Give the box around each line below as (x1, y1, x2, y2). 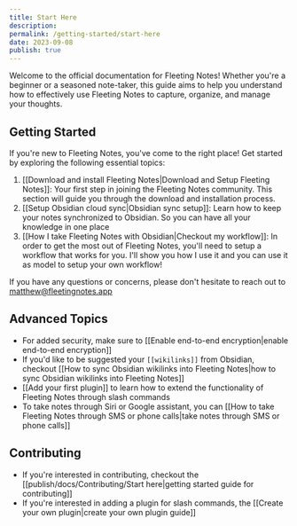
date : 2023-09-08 (9, 37, 74, 47)
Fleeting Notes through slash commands (21, 391, 171, 402)
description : (9, 21, 58, 30)
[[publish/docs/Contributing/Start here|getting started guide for (21, 478, 254, 489)
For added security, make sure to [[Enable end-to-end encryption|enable (21, 334, 289, 346)
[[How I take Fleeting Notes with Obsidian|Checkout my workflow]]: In (21, 231, 277, 241)
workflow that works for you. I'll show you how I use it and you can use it (21, 249, 288, 260)
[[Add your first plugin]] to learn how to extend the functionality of (21, 382, 264, 393)
